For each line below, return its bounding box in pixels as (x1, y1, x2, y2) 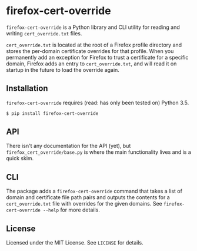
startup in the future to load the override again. (6, 66, 119, 73)
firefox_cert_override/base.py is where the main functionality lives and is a (6, 148, 191, 156)
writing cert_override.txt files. (6, 29, 82, 37)
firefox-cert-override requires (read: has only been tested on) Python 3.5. (6, 99, 189, 106)
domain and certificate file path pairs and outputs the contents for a (6, 194, 171, 201)
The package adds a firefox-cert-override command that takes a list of (6, 187, 182, 195)
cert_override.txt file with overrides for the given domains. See (6, 200, 163, 207)
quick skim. (6, 155, 34, 162)
